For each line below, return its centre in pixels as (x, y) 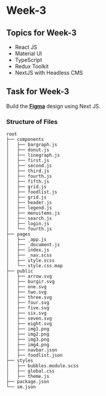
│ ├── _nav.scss (29, 255)
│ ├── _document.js (33, 245)
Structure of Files (32, 122)
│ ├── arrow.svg (29, 277)
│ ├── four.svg (28, 303)
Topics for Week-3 (41, 33)
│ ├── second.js (29, 166)
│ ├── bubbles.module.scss (43, 366)
